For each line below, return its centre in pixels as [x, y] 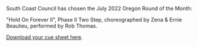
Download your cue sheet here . [44, 37]
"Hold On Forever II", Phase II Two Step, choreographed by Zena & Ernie [94, 20]
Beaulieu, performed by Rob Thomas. [52, 26]
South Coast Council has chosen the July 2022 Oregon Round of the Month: [99, 8]
